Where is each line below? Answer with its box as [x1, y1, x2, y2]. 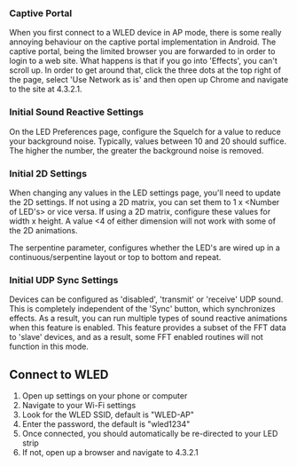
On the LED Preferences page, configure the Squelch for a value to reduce [9, 126, 281, 137]
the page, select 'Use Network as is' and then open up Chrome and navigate [9, 75, 289, 85]
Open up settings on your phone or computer [21, 391, 188, 401]
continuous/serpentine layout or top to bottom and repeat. [9, 251, 222, 262]
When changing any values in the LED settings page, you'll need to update [9, 187, 281, 198]
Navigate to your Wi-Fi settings [21, 400, 137, 410]
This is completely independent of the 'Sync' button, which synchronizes [9, 304, 276, 314]
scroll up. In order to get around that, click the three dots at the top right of [9, 65, 282, 75]
